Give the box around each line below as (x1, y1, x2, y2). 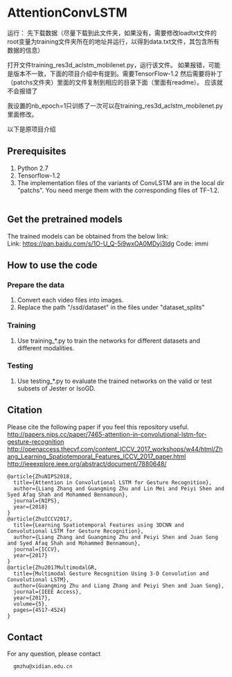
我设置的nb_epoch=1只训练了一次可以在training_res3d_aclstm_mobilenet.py (7, 101, 223, 110)
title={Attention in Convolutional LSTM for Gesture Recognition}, (13, 479, 213, 486)
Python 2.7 (17, 164, 48, 172)
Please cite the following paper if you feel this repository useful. (7, 422, 189, 431)
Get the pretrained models (7, 214, 123, 225)
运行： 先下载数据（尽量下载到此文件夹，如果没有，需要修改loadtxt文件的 (7, 28, 217, 37)
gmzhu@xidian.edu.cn (13, 663, 73, 670)
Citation (7, 404, 43, 416)
